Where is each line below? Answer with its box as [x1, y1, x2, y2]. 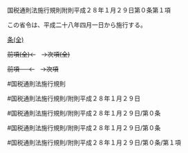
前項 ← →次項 [7, 65, 59, 73]
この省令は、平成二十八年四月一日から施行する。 [7, 21, 147, 29]
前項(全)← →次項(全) [7, 51, 70, 58]
